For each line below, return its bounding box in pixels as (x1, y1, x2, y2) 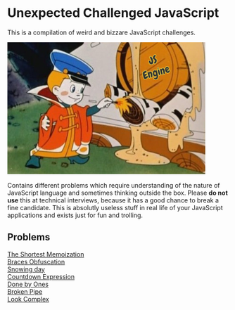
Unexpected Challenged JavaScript (7, 5, 220, 21)
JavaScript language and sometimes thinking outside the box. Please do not (7, 188, 229, 197)
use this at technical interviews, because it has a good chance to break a (7, 195, 220, 205)
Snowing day (7, 265, 46, 273)
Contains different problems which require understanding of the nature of (7, 181, 220, 189)
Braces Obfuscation (7, 257, 65, 266)
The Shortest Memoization (7, 250, 84, 258)
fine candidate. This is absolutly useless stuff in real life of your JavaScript (7, 203, 223, 212)
